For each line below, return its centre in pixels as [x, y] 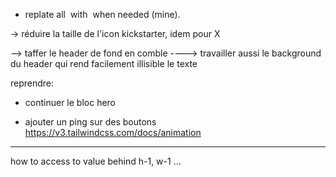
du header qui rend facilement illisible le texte [104, 63]
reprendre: [32, 83]
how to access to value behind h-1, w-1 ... [96, 161]
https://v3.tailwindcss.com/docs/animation [113, 132]
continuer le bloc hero [70, 102]
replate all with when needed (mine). [102, 14]
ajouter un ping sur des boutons [90, 122]
